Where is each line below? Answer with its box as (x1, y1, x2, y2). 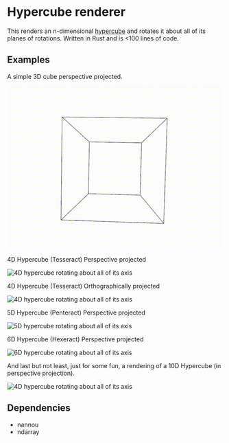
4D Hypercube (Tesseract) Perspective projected (7, 255, 146, 263)
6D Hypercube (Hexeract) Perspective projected (7, 334, 144, 343)
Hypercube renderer (7, 4, 125, 20)
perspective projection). (7, 369, 75, 377)
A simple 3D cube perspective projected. (7, 72, 123, 80)
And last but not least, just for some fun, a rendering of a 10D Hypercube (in (7, 361, 221, 370)
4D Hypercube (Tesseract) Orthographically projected (7, 282, 160, 290)
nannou (16, 420, 39, 429)
